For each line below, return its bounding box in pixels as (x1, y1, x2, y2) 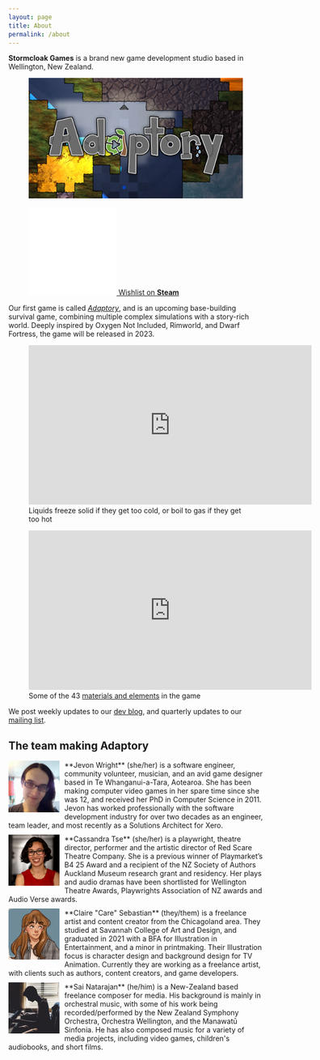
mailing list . (8, 715, 46, 725)
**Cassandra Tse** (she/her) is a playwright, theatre (64, 834, 242, 844)
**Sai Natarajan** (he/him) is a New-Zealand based (64, 982, 238, 992)
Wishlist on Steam (118, 287, 179, 297)
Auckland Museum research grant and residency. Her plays (64, 869, 263, 879)
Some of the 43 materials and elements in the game (28, 691, 201, 700)
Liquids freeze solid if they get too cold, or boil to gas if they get (28, 506, 242, 516)
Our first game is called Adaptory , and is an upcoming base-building (8, 304, 237, 313)
